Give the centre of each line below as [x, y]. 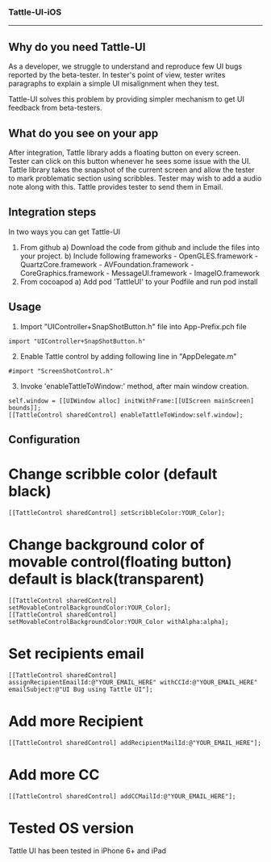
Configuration [44, 439]
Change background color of [106, 545]
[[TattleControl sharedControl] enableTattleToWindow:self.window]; [126, 415]
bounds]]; [25, 408]
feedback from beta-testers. [55, 108]
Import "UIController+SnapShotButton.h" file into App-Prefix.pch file [133, 326]
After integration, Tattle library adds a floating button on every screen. [125, 153]
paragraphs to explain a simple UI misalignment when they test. [114, 84]
